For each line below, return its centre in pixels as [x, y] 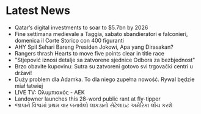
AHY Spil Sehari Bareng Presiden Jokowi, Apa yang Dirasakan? [94, 47]
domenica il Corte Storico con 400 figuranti [69, 40]
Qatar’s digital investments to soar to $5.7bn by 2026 [81, 27]
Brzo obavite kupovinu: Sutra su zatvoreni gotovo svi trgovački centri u [104, 66]
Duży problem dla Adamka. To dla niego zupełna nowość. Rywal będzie [104, 79]
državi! [23, 73]
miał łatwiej [29, 85]
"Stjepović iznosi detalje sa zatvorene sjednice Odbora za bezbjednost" [105, 60]
